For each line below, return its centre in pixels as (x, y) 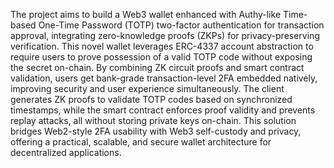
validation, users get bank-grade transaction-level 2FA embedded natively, (164, 78)
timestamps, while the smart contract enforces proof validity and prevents (163, 110)
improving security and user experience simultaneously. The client (147, 88)
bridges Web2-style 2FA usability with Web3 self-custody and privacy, (156, 131)
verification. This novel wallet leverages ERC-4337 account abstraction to (162, 46)
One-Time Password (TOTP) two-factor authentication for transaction (181, 25)
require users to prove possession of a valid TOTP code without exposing (161, 57)
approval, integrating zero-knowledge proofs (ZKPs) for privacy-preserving (165, 35)
